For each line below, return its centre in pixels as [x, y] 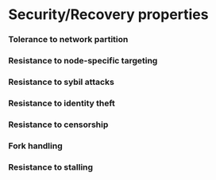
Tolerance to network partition [68, 40]
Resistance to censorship [58, 124]
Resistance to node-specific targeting [83, 61]
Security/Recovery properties [108, 15]
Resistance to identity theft [62, 103]
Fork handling [36, 146]
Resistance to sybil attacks [62, 82]
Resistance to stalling [51, 167]
